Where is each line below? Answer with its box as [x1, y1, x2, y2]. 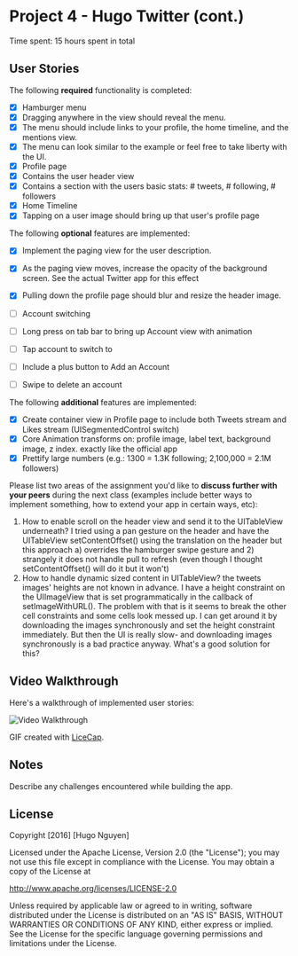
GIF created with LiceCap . [9, 732, 105, 742]
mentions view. [21, 131, 78, 143]
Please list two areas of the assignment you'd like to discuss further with [9, 481, 278, 490]
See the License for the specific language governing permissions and [9, 929, 263, 939]
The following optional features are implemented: [9, 228, 191, 239]
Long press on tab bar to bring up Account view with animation [21, 325, 253, 336]
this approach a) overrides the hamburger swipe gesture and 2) [21, 545, 255, 555]
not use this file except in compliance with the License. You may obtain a [9, 857, 275, 867]
